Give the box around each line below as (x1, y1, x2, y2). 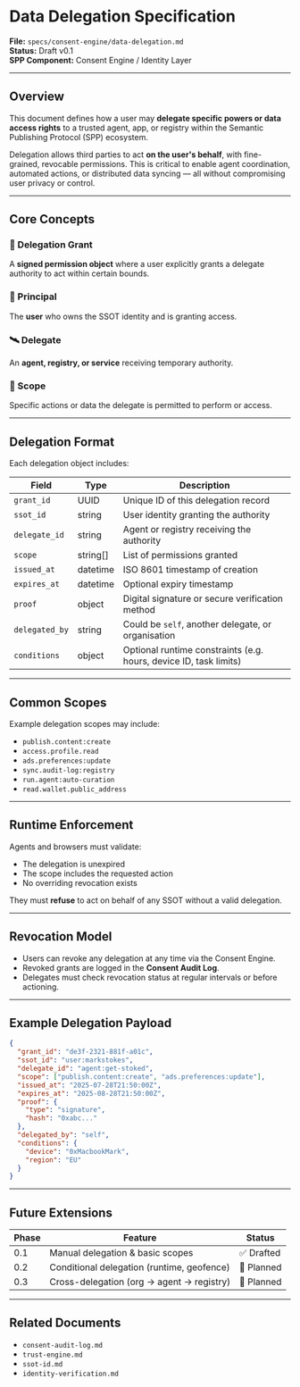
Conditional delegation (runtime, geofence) (49, 1261, 230, 1274)
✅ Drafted (238, 1247, 281, 1259)
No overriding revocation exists (21, 877, 138, 888)
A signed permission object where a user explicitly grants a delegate (9, 259, 265, 270)
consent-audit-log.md (21, 1341, 103, 1349)
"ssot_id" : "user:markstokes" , (17, 1056, 134, 1065)
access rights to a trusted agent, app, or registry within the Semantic (9, 122, 264, 133)
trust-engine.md (21, 1350, 83, 1359)
